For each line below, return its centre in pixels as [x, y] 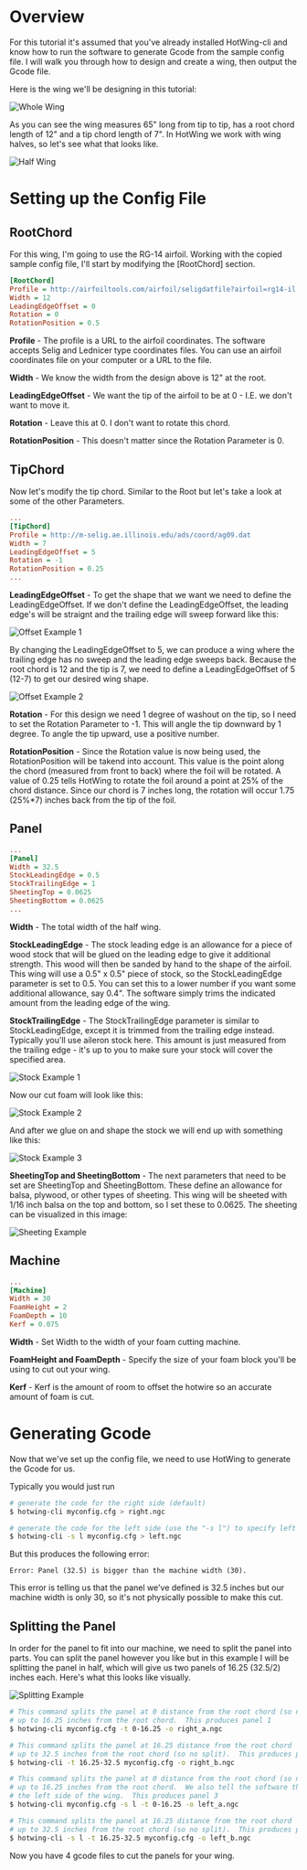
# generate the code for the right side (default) [108, 1503]
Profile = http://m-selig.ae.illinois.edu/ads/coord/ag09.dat [130, 535]
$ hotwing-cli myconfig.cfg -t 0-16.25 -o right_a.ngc [116, 1729]
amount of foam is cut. [52, 1396]
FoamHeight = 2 [38, 1308]
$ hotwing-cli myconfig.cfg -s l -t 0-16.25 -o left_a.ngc [124, 1804]
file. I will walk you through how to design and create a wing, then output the [153, 61]
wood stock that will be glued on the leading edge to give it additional [140, 954]
